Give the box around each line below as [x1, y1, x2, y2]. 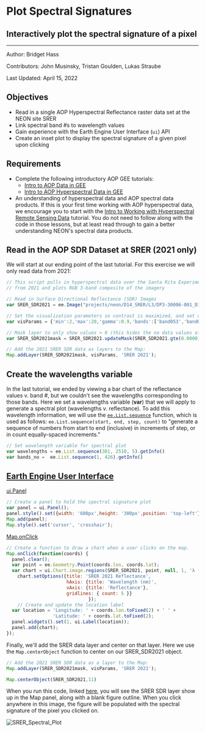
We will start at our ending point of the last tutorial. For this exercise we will [6, 261, 195, 268]
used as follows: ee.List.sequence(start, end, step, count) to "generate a [6, 418, 198, 425]
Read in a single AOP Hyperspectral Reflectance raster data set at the [15, 108, 190, 116]
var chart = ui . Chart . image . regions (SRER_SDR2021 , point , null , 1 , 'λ [12, 568, 195, 574]
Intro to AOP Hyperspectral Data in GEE [24, 188, 123, 195]
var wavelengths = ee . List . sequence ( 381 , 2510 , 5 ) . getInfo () [6, 448, 165, 455]
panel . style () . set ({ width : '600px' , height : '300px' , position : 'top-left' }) [6, 510, 203, 517]
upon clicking [15, 141, 49, 148]
